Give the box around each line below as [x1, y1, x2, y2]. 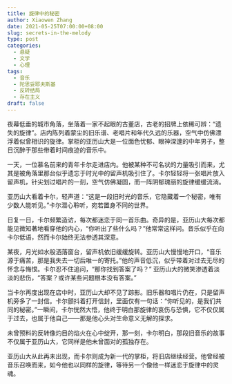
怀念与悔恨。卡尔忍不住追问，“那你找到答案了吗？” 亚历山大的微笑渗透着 [7, 265, 214, 273]
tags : [7, 68, 23, 75]
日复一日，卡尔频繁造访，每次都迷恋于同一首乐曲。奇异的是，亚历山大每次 [7, 215, 219, 224]
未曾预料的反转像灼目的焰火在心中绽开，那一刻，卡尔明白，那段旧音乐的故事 [7, 329, 225, 337]
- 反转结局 [13, 87, 41, 94]
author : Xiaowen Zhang [7, 17, 72, 23]
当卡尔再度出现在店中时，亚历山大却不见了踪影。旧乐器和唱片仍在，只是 [7, 288, 213, 296]
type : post [7, 36, 39, 43]
